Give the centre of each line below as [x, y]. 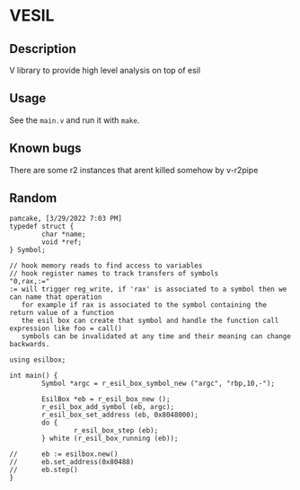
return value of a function [62, 313]
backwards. [30, 345]
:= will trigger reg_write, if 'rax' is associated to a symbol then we [148, 289]
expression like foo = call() [66, 328]
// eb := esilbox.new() [64, 454]
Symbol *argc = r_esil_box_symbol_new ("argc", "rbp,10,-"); [159, 384]
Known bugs [46, 149]
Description [43, 49]
